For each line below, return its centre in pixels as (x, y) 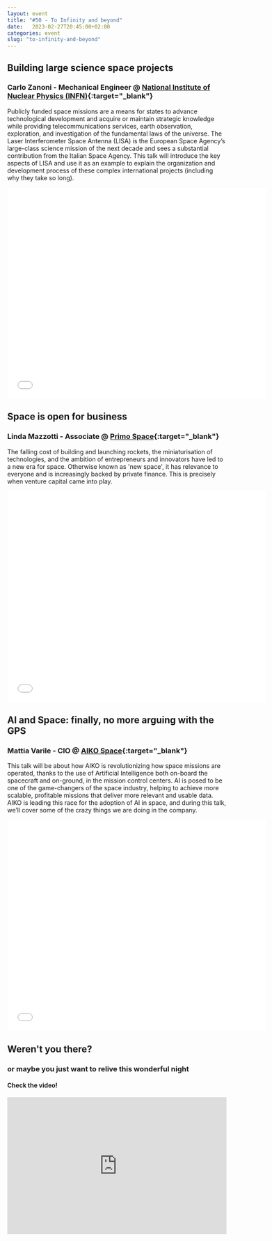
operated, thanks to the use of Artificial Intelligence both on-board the (108, 774)
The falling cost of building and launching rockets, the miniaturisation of (110, 451)
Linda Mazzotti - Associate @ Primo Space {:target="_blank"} (113, 437)
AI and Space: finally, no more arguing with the (111, 720)
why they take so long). (41, 177)
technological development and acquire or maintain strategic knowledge (111, 118)
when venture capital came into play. (60, 481)
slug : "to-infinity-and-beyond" (54, 40)
